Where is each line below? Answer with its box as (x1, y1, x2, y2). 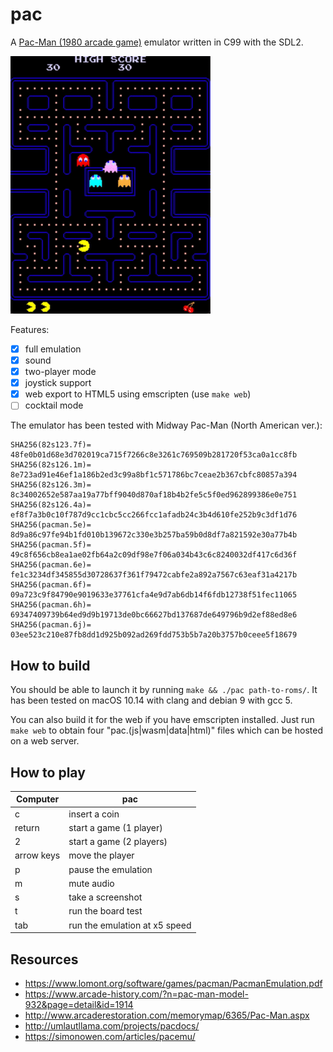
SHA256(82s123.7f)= (10, 440, 92, 450)
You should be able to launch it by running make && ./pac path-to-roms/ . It (10, 684, 318, 696)
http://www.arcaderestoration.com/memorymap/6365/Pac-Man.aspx (24, 1009, 310, 1021)
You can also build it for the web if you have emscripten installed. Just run (10, 714, 315, 726)
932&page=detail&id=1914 (24, 999, 134, 1010)
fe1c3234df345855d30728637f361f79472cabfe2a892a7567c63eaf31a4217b (10, 570, 298, 580)
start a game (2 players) (68, 836, 168, 848)
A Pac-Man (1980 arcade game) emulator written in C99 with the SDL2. (10, 36, 304, 48)
